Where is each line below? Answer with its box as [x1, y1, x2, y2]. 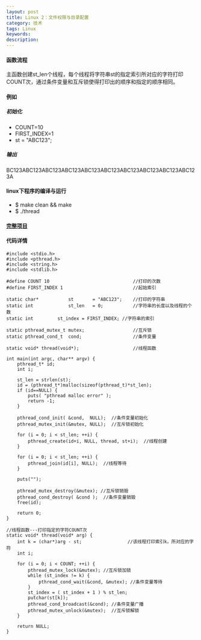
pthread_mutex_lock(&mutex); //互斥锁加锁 [28, 567, 131, 573]
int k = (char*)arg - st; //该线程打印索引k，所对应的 [17, 538, 190, 545]
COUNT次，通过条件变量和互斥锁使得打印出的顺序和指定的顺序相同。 [6, 78, 179, 85]
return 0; [17, 510, 42, 516]
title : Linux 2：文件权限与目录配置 [6, 14, 89, 20]
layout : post [6, 8, 39, 15]
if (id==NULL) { [17, 387, 58, 393]
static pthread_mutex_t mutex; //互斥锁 [6, 327, 152, 333]
